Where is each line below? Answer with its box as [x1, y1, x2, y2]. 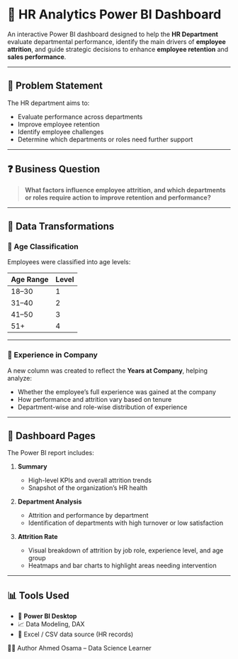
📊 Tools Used [7, 589, 69, 601]
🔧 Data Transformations [7, 220, 115, 232]
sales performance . [7, 53, 67, 61]
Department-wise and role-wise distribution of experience [17, 403, 188, 411]
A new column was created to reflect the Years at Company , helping [7, 366, 208, 375]
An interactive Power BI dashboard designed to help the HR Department [7, 30, 218, 38]
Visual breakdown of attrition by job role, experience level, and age [28, 546, 224, 555]
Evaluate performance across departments [17, 112, 143, 121]
